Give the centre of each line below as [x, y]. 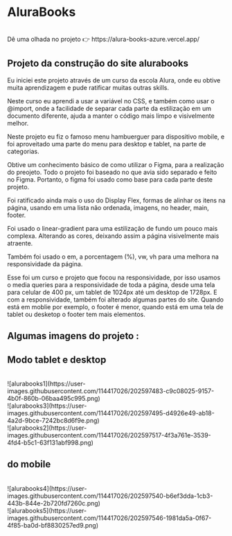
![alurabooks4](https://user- [47, 488]
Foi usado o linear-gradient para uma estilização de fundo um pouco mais [113, 228]
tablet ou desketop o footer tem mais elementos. [76, 314]
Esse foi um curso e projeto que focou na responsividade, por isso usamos [114, 277]
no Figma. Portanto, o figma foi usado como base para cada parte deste [110, 179]
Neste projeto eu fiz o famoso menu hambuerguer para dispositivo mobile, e [116, 137]
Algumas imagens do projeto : [73, 336]
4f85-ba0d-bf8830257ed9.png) [53, 525]
